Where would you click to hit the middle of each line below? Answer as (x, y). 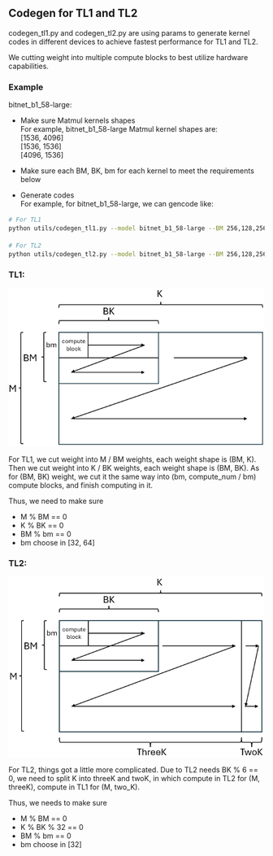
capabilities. (28, 66)
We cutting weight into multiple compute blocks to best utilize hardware (128, 57)
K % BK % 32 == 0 (52, 828)
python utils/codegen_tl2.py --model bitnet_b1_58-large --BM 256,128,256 (138, 254)
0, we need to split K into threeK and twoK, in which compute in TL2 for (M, (134, 779)
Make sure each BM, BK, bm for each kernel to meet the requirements (137, 171)
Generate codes (47, 195)
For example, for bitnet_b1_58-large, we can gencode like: (117, 204)
